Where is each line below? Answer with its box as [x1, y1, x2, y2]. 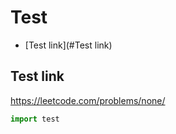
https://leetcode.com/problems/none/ [10, 94, 166, 106]
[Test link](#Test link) [24, 39, 113, 51]
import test [10, 114, 60, 124]
